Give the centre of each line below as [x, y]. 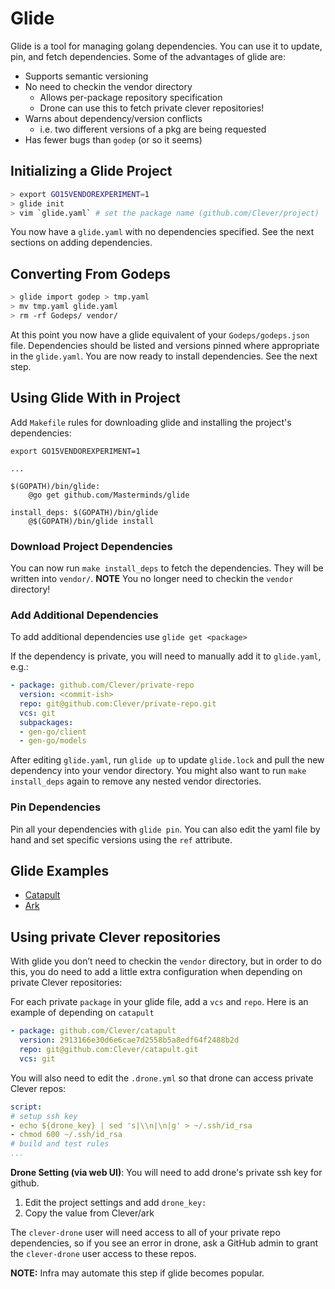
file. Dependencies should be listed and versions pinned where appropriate [165, 345]
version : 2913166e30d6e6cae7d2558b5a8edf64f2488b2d [129, 1040]
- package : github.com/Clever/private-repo [102, 685]
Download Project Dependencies [91, 546]
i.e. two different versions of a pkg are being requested [153, 129]
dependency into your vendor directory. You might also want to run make [158, 771]
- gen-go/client [53, 732]
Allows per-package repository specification [131, 97]
